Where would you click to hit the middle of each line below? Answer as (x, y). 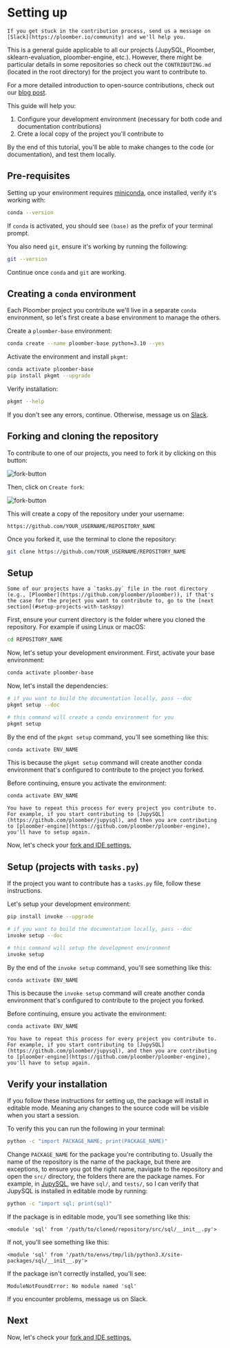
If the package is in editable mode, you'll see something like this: (99, 1217)
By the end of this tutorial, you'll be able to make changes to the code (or (111, 147)
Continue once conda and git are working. (67, 272)
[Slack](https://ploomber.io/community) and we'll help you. (97, 37)
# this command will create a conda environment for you (91, 717)
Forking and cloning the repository (83, 436)
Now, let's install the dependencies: (57, 686)
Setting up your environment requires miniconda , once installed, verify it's (112, 192)
